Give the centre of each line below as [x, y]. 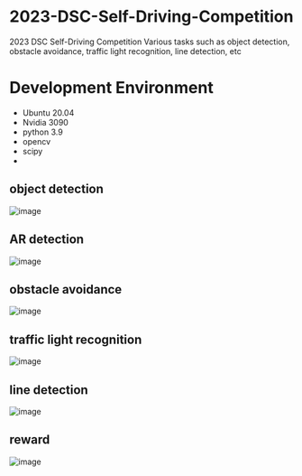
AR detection [46, 240]
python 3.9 [42, 132]
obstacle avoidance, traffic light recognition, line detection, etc [125, 51]
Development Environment [111, 88]
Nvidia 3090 [46, 122]
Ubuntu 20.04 [48, 112]
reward [30, 440]
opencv [37, 141]
